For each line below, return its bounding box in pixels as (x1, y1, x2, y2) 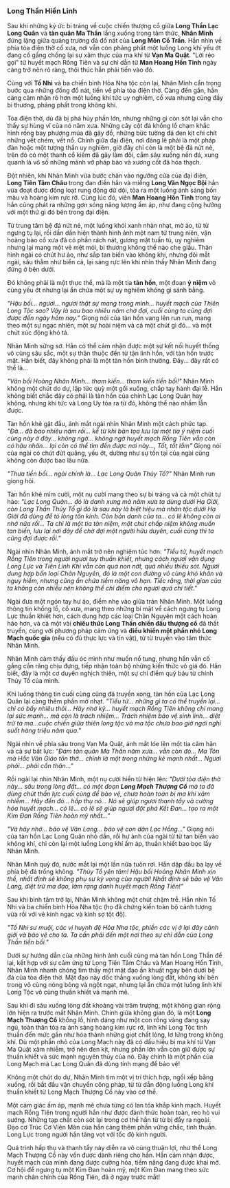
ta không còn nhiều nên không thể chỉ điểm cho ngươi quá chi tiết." (7, 584, 198, 593)
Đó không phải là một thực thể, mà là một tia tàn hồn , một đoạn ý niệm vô (7, 279, 216, 287)
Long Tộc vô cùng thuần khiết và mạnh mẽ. (7, 988, 130, 997)
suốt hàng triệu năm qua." (7, 726, 81, 735)
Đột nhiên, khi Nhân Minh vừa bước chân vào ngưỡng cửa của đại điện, (7, 171, 208, 180)
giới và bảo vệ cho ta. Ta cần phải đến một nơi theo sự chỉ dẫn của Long (7, 931, 214, 939)
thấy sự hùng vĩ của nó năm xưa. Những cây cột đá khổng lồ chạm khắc (7, 122, 211, 130)
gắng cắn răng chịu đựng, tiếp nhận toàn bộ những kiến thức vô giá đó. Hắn (7, 662, 222, 670)
